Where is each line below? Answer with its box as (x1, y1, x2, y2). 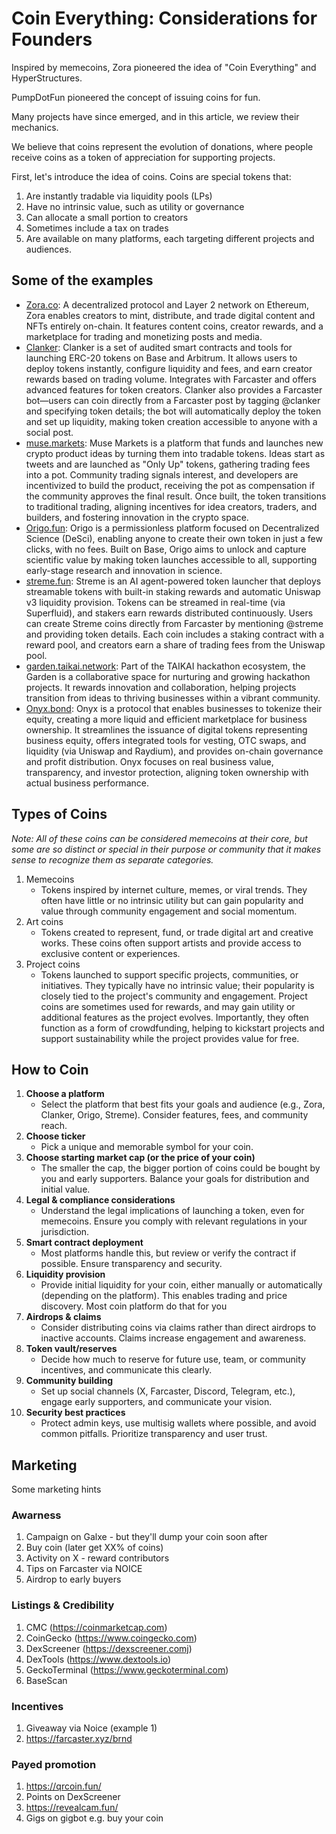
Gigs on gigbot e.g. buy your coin (25, 1812, 164, 1824)
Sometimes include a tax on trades (25, 222, 169, 234)
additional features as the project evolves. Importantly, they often (40, 1011, 309, 1023)
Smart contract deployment (25, 1237, 144, 1249)
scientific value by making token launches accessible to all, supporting (25, 553, 318, 566)
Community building (25, 1375, 114, 1387)
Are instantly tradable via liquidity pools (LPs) (25, 190, 213, 202)
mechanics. (11, 121, 59, 133)
